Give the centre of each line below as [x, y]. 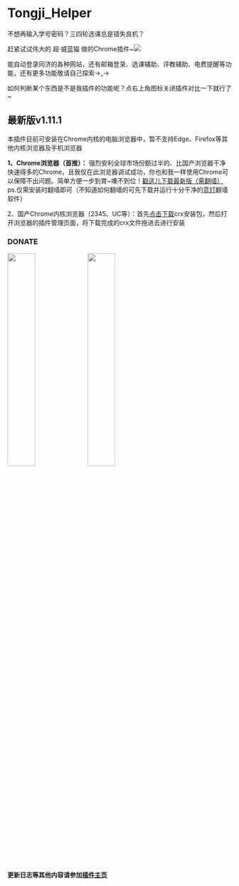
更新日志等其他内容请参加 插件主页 [57, 875]
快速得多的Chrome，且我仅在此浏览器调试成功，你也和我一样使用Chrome [115, 172]
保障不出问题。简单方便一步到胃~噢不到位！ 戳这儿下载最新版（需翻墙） [118, 180]
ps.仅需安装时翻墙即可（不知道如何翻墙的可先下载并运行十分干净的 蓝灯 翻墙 [118, 190]
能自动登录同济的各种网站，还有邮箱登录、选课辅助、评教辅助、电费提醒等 [116, 64]
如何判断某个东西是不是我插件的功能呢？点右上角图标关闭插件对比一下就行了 [119, 88]
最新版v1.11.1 [35, 120]
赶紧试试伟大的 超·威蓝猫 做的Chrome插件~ [70, 48]
